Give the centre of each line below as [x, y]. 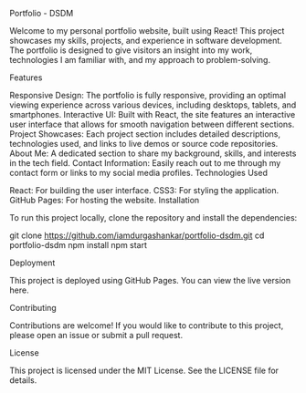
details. [23, 380]
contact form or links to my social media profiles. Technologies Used [138, 173]
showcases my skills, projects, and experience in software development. [146, 41]
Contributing [33, 308]
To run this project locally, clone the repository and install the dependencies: [153, 217]
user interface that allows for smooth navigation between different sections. [152, 124]
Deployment [32, 263]
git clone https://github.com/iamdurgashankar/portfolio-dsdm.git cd [137, 235]
